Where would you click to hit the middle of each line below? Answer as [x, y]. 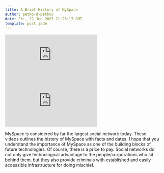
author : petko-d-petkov [29, 14]
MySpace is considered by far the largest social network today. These [76, 134]
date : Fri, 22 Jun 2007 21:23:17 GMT [44, 19]
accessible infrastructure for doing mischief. [50, 165]
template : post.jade [26, 23]
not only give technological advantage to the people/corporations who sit [79, 155]
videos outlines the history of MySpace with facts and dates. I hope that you [82, 139]
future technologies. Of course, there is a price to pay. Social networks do [80, 149]
